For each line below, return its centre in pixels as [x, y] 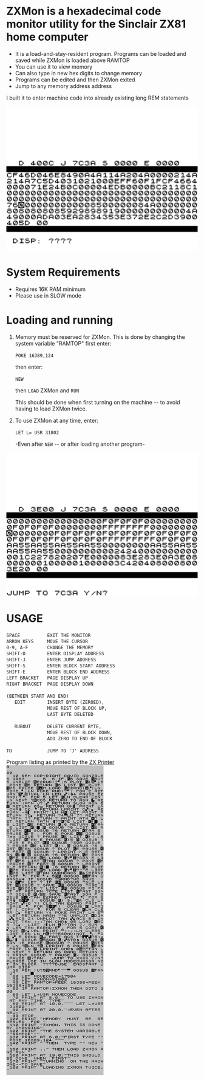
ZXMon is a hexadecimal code [84, 11]
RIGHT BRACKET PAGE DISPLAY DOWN [50, 684]
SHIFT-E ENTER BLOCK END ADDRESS [58, 672]
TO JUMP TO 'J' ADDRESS [53, 751]
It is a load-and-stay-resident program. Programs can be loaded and [100, 53]
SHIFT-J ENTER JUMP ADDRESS [51, 660]
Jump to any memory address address [63, 86]
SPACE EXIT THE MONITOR [49, 635]
